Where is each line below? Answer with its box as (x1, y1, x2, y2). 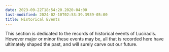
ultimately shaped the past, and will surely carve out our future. (5, 41, 138, 47)
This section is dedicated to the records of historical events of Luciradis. (5, 31, 156, 37)
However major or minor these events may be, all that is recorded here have (5, 36, 164, 42)
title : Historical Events (5, 17, 60, 22)
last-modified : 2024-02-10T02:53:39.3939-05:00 (5, 12, 108, 17)
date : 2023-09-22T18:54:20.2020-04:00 (5, 7, 87, 13)
